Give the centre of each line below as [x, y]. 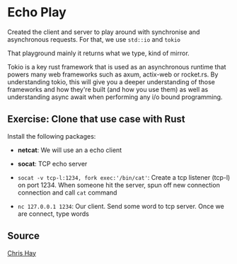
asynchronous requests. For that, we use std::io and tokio [94, 39]
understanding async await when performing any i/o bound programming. [115, 97]
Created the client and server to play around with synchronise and [104, 32]
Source [24, 236]
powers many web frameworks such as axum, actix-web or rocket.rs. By [113, 74]
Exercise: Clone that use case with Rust [96, 119]
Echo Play [37, 12]
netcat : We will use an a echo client [70, 150]
